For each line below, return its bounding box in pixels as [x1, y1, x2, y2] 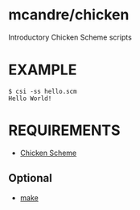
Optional [8, 171, 52, 185]
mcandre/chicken [8, 6, 130, 24]
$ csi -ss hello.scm [8, 87, 78, 95]
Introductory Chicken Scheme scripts [8, 32, 133, 42]
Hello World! [8, 94, 52, 103]
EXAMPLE [8, 61, 77, 79]
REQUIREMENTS [8, 121, 121, 140]
